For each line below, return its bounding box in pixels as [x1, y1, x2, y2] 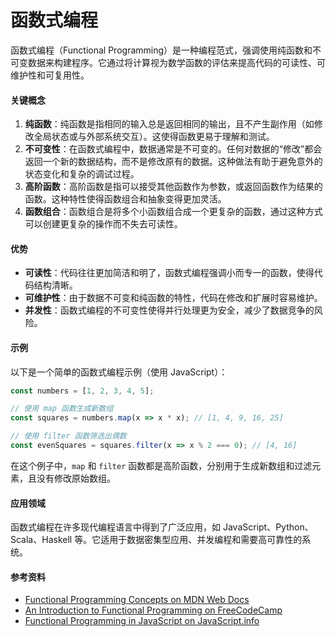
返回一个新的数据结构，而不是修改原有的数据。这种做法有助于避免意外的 [24, 156, 323, 168]
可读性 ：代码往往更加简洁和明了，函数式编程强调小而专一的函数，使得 [24, 267, 315, 279]
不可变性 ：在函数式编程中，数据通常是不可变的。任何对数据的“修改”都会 [24, 143, 323, 155]
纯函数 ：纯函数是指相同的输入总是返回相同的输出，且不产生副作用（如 [24, 118, 315, 130]
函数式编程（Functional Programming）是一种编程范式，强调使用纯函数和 [10, 44, 313, 56]
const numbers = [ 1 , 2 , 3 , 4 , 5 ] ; [10, 386, 155, 396]
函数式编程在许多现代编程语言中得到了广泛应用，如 [10, 521, 221, 533]
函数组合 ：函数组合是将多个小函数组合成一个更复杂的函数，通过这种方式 [24, 206, 323, 218]
